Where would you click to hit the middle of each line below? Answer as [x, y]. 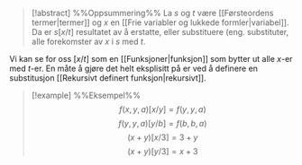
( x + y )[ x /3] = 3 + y [163, 137]
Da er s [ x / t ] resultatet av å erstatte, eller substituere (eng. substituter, [160, 32]
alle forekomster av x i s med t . [88, 41]
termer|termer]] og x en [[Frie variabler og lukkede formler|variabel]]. [160, 22]
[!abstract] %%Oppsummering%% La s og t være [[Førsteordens [152, 13]
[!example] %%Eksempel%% [86, 95]
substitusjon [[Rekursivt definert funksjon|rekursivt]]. [108, 78]
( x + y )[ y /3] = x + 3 [163, 151]
